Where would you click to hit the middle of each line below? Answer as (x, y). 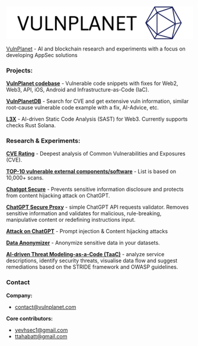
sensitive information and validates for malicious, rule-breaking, (84, 213)
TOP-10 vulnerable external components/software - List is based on (91, 172)
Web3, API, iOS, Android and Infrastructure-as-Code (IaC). (78, 89)
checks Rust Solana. (31, 125)
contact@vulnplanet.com (45, 307)
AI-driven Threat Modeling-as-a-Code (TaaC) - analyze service (85, 254)
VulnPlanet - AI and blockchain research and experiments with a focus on (96, 49)
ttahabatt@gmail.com (41, 336)
